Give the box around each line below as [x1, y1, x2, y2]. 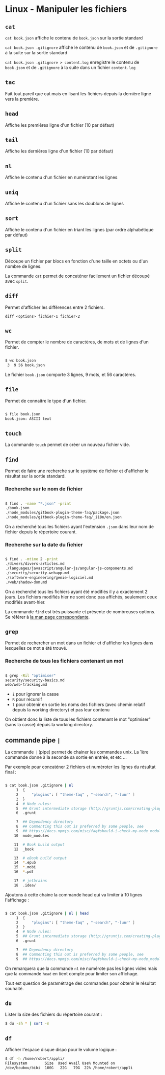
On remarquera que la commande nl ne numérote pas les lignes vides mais [5, 965, 157, 971]
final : [5, 769, 17, 775]
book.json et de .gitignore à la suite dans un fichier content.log [5, 65, 136, 70]
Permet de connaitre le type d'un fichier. [5, 398, 87, 404]
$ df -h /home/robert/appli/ [5, 1056, 65, 1061]
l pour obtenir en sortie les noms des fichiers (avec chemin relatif [12, 702, 146, 707]
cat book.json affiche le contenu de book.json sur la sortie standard [5, 35, 143, 40]
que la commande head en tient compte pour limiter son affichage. [5, 970, 139, 976]
